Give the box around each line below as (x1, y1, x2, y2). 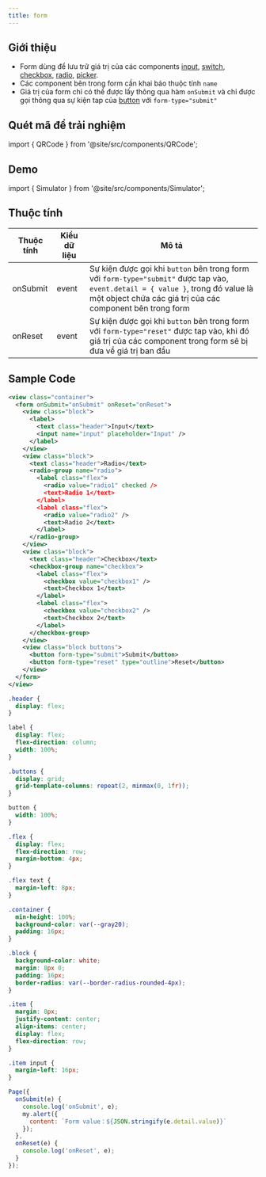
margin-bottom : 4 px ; (15, 855, 83, 863)
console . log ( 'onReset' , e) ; (22, 1147, 115, 1155)
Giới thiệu (8, 41, 57, 55)
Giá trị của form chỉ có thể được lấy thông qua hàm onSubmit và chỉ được (19, 87, 256, 97)
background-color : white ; (15, 957, 101, 965)
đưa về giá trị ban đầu (89, 345, 171, 356)
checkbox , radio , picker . (19, 70, 99, 80)
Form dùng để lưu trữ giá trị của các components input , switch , (19, 62, 226, 71)
